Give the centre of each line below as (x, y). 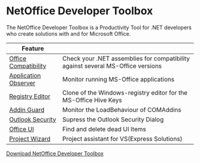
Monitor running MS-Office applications (118, 79)
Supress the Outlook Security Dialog (113, 119)
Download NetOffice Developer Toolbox (55, 153)
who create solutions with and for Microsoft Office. (68, 33)
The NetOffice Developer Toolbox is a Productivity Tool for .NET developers (99, 27)
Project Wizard (30, 139)
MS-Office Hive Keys (92, 100)
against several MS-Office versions (112, 65)
